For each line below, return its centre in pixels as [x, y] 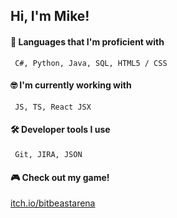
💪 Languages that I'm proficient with [87, 41]
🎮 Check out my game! [60, 177]
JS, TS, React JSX [53, 107]
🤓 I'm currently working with [71, 85]
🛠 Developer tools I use [60, 130]
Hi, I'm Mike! [50, 16]
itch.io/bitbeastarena [53, 203]
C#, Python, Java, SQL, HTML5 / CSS [91, 63]
